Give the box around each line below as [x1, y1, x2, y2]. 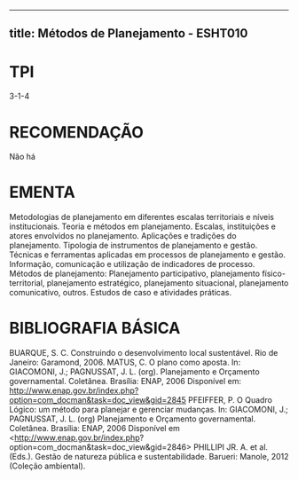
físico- [261, 268, 286, 279]
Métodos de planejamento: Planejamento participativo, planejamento [9, 268, 260, 279]
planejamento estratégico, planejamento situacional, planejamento [46, 278, 289, 288]
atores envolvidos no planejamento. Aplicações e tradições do [9, 231, 237, 241]
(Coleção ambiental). [9, 460, 86, 471]
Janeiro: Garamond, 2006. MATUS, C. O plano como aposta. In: [9, 357, 241, 368]
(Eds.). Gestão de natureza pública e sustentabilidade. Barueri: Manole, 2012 [9, 452, 289, 462]
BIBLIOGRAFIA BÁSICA [9, 319, 181, 338]
